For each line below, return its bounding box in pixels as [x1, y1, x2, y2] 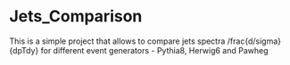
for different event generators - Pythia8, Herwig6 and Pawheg [40, 45, 269, 55]
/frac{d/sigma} [227, 36, 282, 46]
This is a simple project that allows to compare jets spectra [9, 36, 226, 46]
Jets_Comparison [9, 6, 143, 27]
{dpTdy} [9, 45, 39, 55]
